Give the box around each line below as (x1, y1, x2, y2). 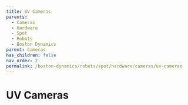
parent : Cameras (6, 47, 46, 53)
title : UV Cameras (6, 8, 51, 15)
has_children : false (6, 52, 57, 58)
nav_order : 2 (6, 57, 38, 63)
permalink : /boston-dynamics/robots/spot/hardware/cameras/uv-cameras (6, 63, 183, 69)
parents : (6, 14, 28, 20)
